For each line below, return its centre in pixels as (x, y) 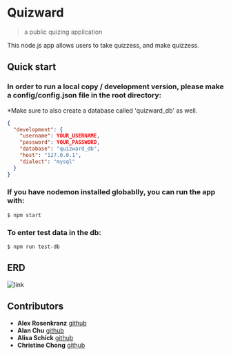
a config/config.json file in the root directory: (84, 95)
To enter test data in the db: (54, 232)
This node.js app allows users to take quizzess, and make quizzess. (103, 45)
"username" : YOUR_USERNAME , (60, 136)
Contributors (36, 307)
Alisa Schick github (45, 337)
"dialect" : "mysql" (48, 161)
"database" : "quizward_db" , (60, 149)
